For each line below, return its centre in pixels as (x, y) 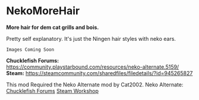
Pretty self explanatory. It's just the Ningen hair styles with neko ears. (91, 38)
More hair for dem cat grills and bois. (53, 27)
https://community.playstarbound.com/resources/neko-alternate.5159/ (93, 67)
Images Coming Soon (30, 49)
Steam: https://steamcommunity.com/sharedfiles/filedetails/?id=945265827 (99, 73)
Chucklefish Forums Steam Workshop (53, 91)
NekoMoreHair (43, 11)
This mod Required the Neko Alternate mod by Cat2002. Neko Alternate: (95, 85)
